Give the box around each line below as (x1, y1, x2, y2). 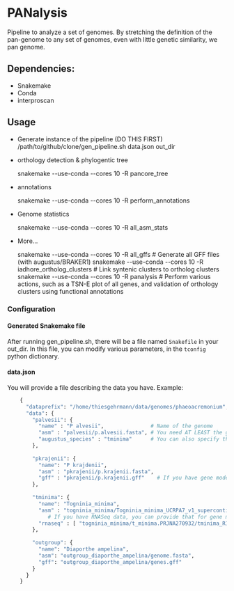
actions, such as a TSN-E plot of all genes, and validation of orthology (17, 280, 219, 288)
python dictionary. (7, 352, 60, 360)
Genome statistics (17, 210, 70, 218)
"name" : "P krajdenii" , (38, 462, 108, 468)
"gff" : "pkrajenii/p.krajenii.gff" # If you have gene (38, 475, 214, 482)
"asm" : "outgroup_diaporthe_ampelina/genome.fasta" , (38, 552, 195, 559)
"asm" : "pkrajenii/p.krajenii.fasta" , (38, 468, 155, 475)
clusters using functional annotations (17, 287, 124, 295)
